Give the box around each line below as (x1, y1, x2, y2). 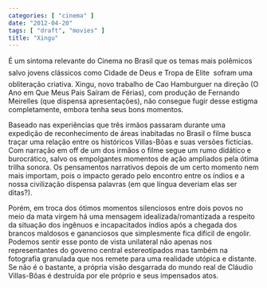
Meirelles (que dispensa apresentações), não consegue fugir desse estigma (8, 96, 258, 106)
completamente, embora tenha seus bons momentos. (8, 105, 184, 115)
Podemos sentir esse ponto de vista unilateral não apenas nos (8, 237, 213, 247)
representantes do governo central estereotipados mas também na (8, 246, 229, 255)
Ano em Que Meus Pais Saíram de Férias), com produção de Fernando (8, 88, 241, 98)
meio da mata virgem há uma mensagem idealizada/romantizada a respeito (8, 212, 255, 221)
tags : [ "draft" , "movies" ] (8, 26, 105, 34)
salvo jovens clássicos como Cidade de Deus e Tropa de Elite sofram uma (8, 68, 253, 78)
